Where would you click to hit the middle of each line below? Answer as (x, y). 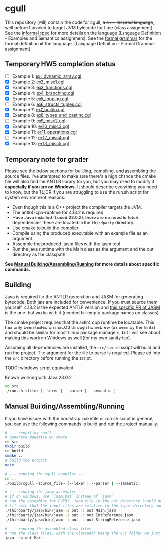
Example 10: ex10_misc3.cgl (41, 126)
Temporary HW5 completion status (61, 64)
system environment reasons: (35, 197)
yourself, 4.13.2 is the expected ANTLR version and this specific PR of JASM (83, 307)
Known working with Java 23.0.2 (38, 378)
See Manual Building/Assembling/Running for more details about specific (82, 264)
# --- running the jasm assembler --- (45, 492)
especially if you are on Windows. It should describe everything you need (81, 187)
